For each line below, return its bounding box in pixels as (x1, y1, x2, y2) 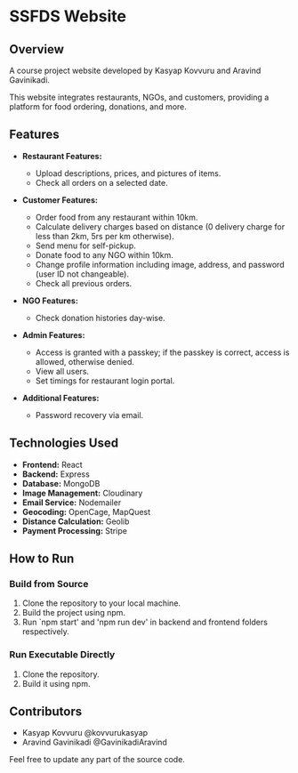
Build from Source (9, 577, 89, 590)
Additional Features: (21, 392, 100, 403)
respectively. (21, 626, 69, 637)
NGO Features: (21, 295, 78, 306)
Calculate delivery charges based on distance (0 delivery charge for (35, 221, 286, 232)
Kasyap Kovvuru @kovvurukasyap (21, 728, 149, 738)
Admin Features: (21, 329, 85, 340)
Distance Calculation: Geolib (21, 516, 130, 527)
